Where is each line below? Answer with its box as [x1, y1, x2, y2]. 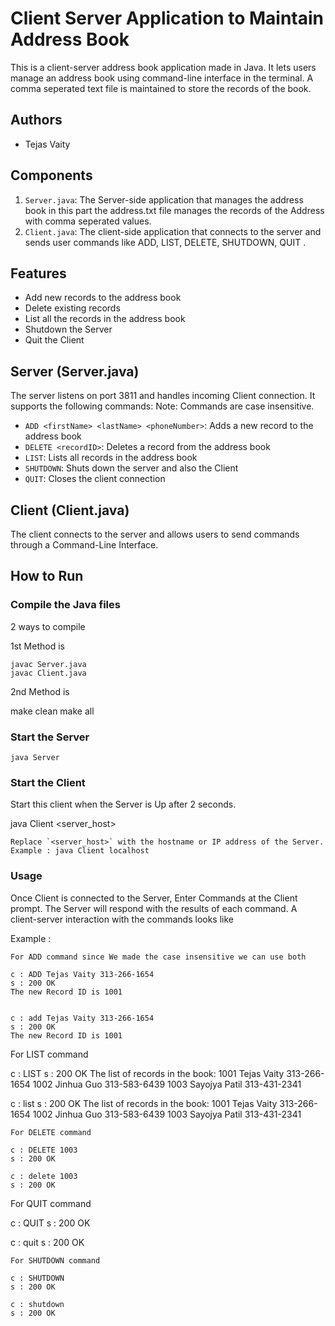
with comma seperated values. [24, 215, 152, 227]
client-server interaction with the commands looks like [10, 913, 234, 925]
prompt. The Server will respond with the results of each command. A [10, 902, 298, 914]
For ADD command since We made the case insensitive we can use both [10, 952, 307, 962]
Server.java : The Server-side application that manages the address [24, 193, 304, 206]
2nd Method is [10, 685, 70, 697]
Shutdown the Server [24, 323, 113, 336]
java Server [10, 752, 60, 762]
